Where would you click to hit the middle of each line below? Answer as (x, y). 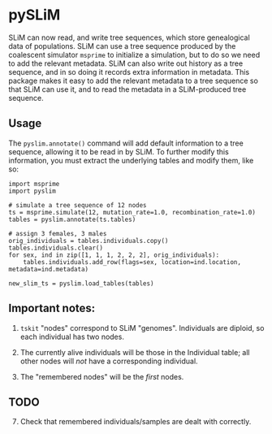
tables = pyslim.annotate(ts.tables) (72, 219)
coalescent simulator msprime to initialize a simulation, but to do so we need (134, 54)
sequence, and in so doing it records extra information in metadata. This (129, 72)
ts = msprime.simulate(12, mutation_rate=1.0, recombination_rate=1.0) (132, 212)
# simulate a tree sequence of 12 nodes (78, 205)
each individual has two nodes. (72, 336)
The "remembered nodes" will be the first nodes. (102, 376)
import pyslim (32, 191)
